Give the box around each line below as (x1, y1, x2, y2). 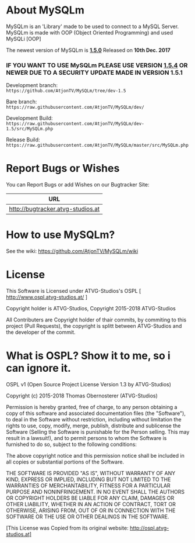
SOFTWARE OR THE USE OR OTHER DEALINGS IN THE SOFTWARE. (6, 513, 169, 520)
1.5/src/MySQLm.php (6, 126, 54, 132)
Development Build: (6, 115, 54, 122)
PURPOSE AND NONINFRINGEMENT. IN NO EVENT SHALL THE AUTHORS (6, 488, 185, 495)
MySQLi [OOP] (6, 35, 42, 42)
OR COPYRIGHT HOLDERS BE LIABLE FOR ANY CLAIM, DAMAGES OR (6, 494, 175, 502)
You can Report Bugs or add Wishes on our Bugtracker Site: (6, 181, 150, 188)
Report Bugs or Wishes (6, 162, 120, 175)
